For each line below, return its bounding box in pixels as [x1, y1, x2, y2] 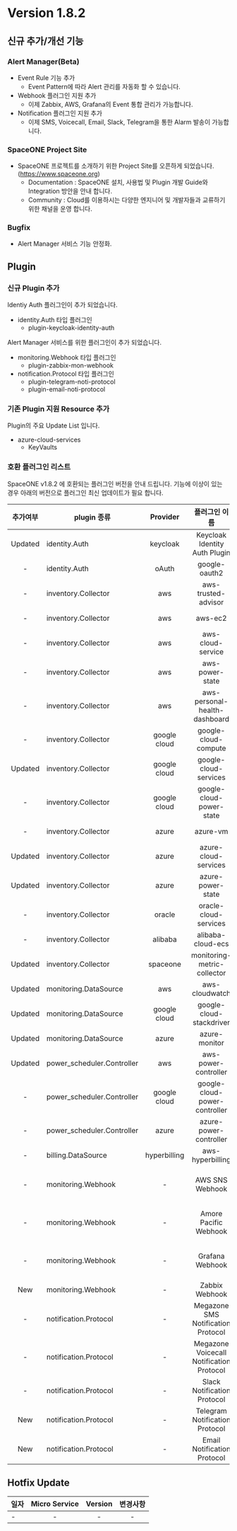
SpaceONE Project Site [7, 144, 87, 154]
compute [196, 743, 226, 753]
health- [198, 705, 224, 715]
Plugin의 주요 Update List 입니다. [7, 421, 100, 430]
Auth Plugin [192, 547, 231, 557]
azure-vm [194, 826, 229, 836]
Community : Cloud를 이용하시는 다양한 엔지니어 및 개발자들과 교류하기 [28, 196, 226, 205]
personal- [194, 696, 229, 706]
